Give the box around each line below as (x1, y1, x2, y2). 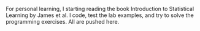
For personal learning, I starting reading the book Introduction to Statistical (6, 5, 194, 12)
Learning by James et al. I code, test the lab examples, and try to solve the (6, 12, 194, 19)
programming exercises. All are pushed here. (6, 18, 120, 25)
